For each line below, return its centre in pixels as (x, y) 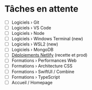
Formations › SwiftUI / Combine (43, 72)
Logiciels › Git (25, 22)
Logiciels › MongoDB (32, 50)
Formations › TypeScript (36, 77)
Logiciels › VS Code (31, 28)
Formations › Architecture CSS (42, 66)
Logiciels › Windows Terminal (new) (47, 39)
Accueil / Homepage (32, 82)
